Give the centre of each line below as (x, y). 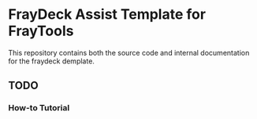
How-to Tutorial (39, 108)
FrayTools (41, 31)
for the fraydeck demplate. (51, 61)
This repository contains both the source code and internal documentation (129, 52)
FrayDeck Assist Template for (107, 14)
